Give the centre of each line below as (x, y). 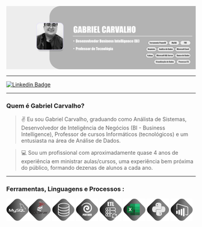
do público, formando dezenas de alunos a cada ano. (87, 168)
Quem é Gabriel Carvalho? (45, 105)
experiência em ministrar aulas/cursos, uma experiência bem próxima (107, 161)
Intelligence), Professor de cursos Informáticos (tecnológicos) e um (104, 134)
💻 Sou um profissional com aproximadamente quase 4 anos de (99, 153)
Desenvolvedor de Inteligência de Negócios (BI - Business (93, 128)
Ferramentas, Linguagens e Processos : (65, 189)
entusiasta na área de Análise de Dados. (71, 141)
